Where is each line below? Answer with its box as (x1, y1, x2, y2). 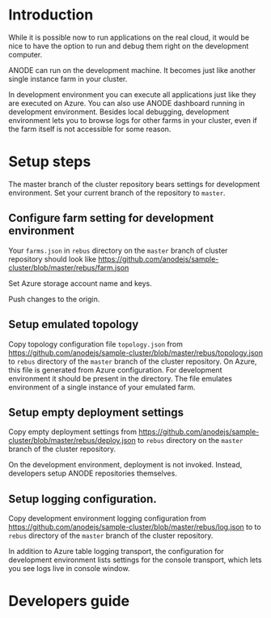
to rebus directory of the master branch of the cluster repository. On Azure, (8, 356, 257, 366)
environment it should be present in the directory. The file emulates (8, 373, 233, 383)
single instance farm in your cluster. (8, 74, 128, 83)
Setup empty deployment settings (8, 405, 184, 419)
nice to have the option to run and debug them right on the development (8, 40, 249, 50)
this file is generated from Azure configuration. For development (8, 364, 222, 374)
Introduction (8, 6, 94, 24)
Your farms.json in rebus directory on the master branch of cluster (8, 245, 228, 255)
